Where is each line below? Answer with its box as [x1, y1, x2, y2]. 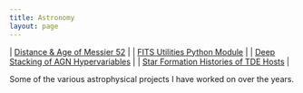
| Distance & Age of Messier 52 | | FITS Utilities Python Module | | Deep [9, 46, 276, 57]
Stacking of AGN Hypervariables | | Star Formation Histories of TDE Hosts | [9, 56, 290, 67]
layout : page [9, 22, 59, 31]
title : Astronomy [9, 13, 75, 23]
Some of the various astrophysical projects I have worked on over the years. [9, 73, 295, 84]
